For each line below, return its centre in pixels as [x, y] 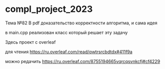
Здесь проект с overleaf [31, 42]
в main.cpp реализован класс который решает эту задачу [67, 32]
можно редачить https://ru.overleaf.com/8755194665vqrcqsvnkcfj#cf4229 [83, 61]
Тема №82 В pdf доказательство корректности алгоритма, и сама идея [81, 23]
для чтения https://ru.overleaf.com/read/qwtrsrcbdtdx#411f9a [69, 52]
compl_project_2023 [49, 9]
